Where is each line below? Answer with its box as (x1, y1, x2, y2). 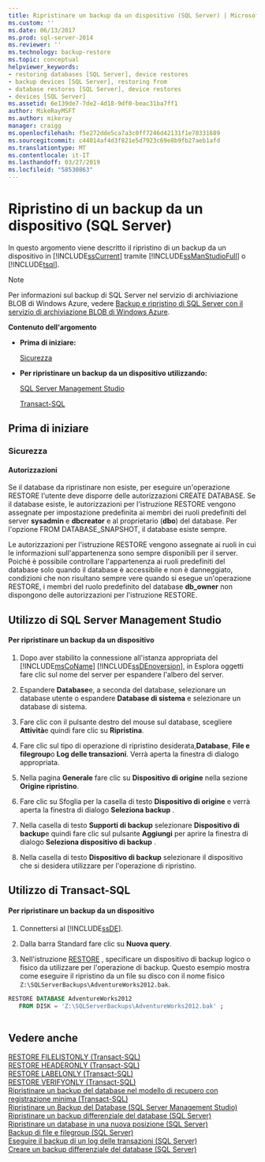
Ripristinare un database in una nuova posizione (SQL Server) (8, 1119, 209, 1129)
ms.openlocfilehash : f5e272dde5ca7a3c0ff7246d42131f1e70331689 (8, 129, 221, 137)
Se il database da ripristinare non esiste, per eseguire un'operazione (8, 483, 230, 492)
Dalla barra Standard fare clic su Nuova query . (19, 938, 172, 949)
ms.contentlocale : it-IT (8, 151, 90, 159)
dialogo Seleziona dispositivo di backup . (19, 837, 156, 847)
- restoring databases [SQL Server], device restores (8, 70, 189, 78)
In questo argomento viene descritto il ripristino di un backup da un (8, 243, 226, 252)
